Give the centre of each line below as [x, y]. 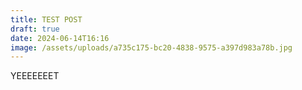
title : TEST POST [46, 19]
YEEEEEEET [35, 76]
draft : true [35, 29]
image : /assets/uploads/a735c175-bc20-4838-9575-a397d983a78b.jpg [151, 47]
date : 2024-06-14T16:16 [60, 38]
